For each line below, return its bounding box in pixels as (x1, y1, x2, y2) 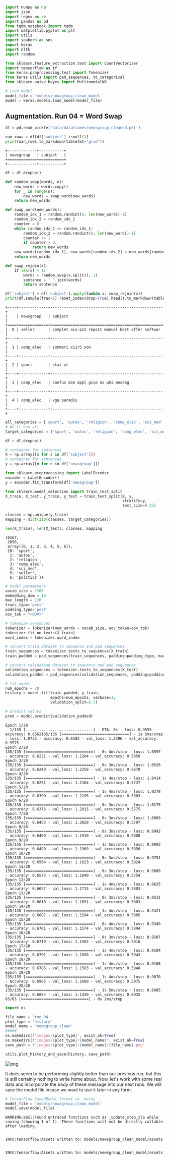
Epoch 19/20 (5, 970, 30, 975)
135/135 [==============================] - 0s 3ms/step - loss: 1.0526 (5, 762, 161, 767)
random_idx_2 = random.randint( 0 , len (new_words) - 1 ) (23, 231, 136, 236)
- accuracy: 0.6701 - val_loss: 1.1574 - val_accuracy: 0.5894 (5, 926, 141, 931)
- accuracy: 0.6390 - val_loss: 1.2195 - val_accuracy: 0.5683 (5, 793, 141, 798)
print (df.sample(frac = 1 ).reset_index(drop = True (5, 296, 107, 301)
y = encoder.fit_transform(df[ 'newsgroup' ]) (5, 480, 100, 485)
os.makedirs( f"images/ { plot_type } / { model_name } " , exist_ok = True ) (5, 1038, 145, 1043)
